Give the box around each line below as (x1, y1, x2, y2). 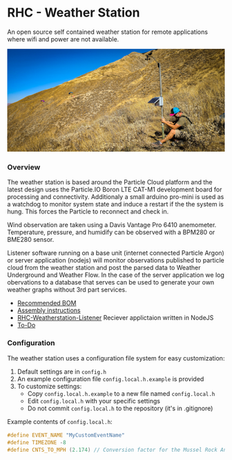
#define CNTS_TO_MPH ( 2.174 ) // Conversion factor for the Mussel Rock (7, 446, 217, 453)
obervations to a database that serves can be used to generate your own (7, 278, 215, 287)
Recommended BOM (17, 299, 77, 307)
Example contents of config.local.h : (7, 417, 113, 425)
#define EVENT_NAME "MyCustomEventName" (7, 432, 126, 439)
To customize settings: (17, 382, 82, 390)
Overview (7, 162, 41, 172)
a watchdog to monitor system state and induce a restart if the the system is (7, 200, 224, 209)
